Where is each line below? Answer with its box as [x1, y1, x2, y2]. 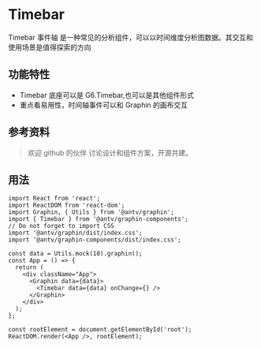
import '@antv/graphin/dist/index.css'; [8, 229, 144, 238]
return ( [15, 264, 44, 271]
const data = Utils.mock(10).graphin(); [8, 250, 144, 258]
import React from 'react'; [8, 195, 101, 203]
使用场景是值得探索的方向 [8, 42, 91, 52]
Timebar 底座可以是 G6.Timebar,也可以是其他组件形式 [19, 90, 195, 99]
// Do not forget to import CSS [8, 223, 114, 230]
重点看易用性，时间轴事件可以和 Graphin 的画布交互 [19, 100, 188, 110]
